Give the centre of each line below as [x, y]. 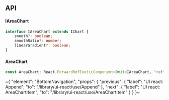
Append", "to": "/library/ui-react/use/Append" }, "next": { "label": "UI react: [83, 87]
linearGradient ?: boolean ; [43, 45]
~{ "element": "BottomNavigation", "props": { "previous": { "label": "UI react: [84, 81]
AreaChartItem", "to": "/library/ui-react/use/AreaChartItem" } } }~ [72, 92]
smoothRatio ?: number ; [38, 41]
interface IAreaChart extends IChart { [47, 31]
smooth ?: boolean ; [33, 36]
